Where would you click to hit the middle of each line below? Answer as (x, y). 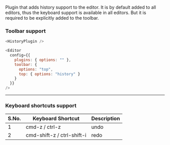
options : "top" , (36, 69)
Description (105, 119)
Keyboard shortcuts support (41, 105)
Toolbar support (26, 31)
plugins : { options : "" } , (43, 60)
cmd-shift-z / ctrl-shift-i (56, 135)
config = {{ (20, 55)
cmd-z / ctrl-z (44, 127)
